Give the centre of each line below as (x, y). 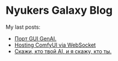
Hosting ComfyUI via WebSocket (55, 45)
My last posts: (23, 27)
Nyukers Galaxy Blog (59, 10)
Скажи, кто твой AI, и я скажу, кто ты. (63, 51)
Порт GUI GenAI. (35, 38)
